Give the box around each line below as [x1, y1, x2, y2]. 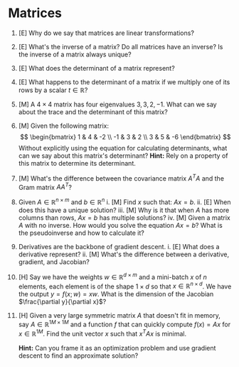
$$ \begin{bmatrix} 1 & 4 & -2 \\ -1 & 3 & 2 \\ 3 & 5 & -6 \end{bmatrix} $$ [20, 132, 231, 141]
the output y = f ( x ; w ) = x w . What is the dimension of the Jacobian [18, 290, 214, 298]
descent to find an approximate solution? [18, 351, 139, 360]
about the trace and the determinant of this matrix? [18, 107, 168, 116]
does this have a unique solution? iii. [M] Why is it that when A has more [18, 206, 230, 214]
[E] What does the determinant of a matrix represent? [18, 64, 175, 72]
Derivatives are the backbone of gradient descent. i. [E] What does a [18, 242, 220, 251]
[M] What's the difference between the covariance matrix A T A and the [18, 173, 225, 183]
